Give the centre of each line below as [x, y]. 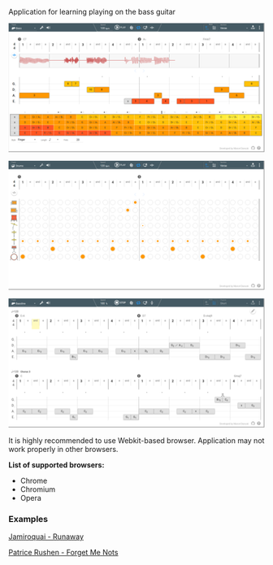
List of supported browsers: [56, 465]
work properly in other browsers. [63, 449]
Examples [28, 519]
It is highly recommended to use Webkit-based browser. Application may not [136, 440]
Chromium [37, 489]
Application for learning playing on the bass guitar [92, 12]
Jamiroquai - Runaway [46, 537]
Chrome [34, 480]
